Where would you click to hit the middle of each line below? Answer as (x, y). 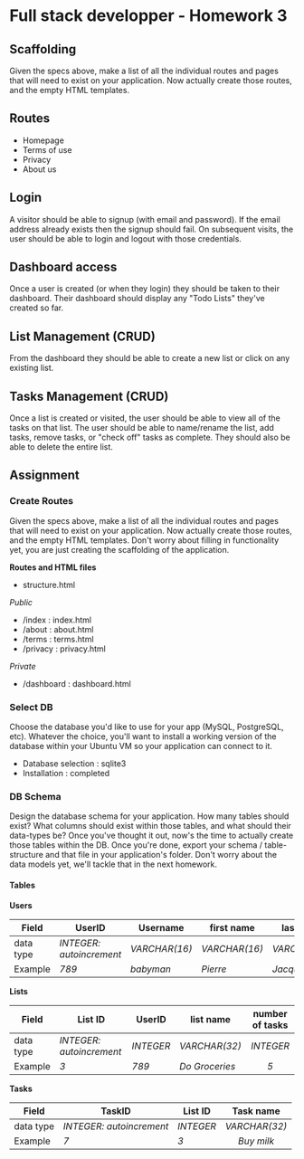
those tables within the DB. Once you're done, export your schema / (136, 845)
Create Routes (42, 501)
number (270, 1013)
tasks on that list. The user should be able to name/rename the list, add (142, 428)
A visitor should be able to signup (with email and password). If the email (145, 219)
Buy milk (256, 1141)
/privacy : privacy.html (64, 649)
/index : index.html (57, 620)
